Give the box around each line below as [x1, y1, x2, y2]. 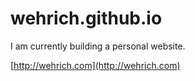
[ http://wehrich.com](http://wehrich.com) [10, 59, 181, 71]
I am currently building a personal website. [10, 40, 186, 52]
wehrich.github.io [10, 7, 163, 30]
